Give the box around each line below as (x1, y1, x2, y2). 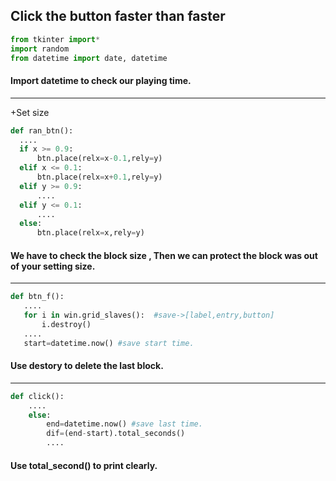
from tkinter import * (10, 34, 101, 44)
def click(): (10, 391, 65, 401)
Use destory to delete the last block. (10, 360, 164, 372)
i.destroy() (41, 319, 92, 329)
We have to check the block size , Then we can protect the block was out (10, 249, 318, 261)
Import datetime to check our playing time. (10, 75, 192, 87)
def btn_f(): (10, 292, 65, 302)
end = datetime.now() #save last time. (46, 419, 203, 429)
